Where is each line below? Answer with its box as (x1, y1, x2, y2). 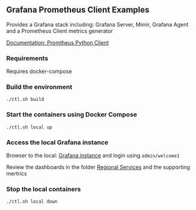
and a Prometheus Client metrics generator (6, 27, 113, 34)
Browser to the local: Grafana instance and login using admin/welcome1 (6, 152, 180, 159)
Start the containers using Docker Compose (6, 110, 137, 119)
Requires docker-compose (6, 68, 72, 75)
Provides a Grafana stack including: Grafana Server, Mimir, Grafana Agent (6, 21, 189, 28)
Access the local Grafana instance (6, 138, 109, 147)
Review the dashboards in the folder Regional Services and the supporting (6, 164, 191, 171)
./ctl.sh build (6, 97, 44, 103)
